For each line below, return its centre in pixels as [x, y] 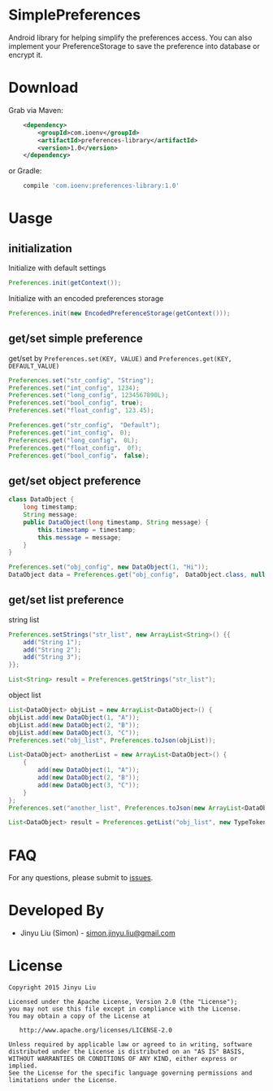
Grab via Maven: [36, 110]
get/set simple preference [76, 339]
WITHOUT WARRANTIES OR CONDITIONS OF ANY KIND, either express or [123, 1059]
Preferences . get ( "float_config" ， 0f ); [75, 448]
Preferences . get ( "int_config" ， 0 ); [70, 433]
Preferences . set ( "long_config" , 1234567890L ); [89, 395]
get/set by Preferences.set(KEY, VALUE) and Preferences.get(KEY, [120, 358]
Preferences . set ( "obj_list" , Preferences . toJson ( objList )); [113, 740]
